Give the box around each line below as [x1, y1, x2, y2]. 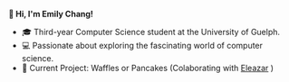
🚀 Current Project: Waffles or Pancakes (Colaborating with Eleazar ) [21, 63, 274, 73]
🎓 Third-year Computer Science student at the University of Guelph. [21, 27, 281, 37]
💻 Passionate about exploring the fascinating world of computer [21, 41, 264, 50]
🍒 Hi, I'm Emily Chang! [8, 9, 94, 19]
